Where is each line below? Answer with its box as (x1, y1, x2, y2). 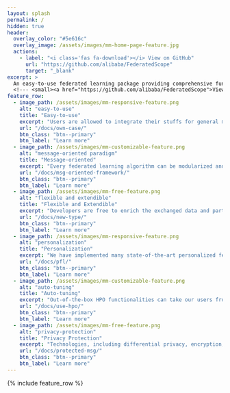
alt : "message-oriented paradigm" (19, 150, 118, 157)
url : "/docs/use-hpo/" (19, 303, 84, 310)
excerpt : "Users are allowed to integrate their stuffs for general (19, 118, 219, 125)
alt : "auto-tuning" (19, 283, 75, 291)
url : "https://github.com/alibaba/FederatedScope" (25, 61, 173, 68)
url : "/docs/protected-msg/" (19, 347, 103, 355)
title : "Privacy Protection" (19, 335, 103, 342)
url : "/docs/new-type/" (19, 214, 88, 220)
